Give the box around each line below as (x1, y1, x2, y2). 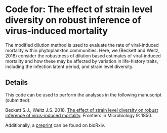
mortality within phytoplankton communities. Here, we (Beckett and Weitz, (5, 47, 160, 53)
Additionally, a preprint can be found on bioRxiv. (5, 122, 105, 128)
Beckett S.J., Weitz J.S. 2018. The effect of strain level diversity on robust (5, 107, 158, 113)
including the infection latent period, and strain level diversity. (5, 63, 134, 70)
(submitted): (5, 97, 31, 103)
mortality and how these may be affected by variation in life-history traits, (5, 58, 158, 64)
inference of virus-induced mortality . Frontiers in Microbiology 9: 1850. (5, 112, 153, 118)
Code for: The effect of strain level (5, 4, 153, 15)
